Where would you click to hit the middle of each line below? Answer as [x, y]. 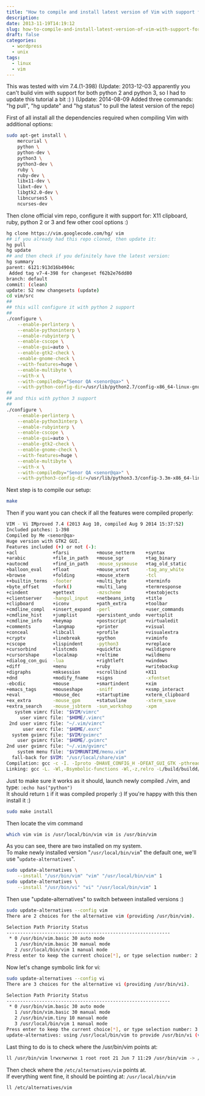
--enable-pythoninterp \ [49, 330]
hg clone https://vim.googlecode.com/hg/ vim [65, 233]
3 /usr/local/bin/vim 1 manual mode [61, 1024]
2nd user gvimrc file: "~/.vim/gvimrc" [57, 746]
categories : [21, 40]
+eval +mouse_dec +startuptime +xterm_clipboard [98, 695]
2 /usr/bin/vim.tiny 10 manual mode [61, 1018]
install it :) [19, 800]
